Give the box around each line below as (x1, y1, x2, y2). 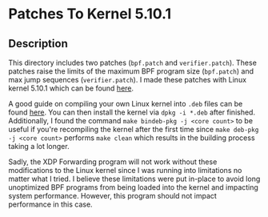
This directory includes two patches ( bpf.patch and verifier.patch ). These (8, 58, 258, 67)
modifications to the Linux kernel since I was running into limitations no (8, 166, 242, 175)
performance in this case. (8, 199, 94, 209)
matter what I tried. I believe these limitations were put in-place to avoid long (8, 174, 261, 183)
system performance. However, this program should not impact (8, 191, 218, 200)
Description (8, 37, 68, 50)
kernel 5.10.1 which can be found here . (8, 83, 134, 93)
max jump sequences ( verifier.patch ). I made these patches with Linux (8, 75, 246, 84)
